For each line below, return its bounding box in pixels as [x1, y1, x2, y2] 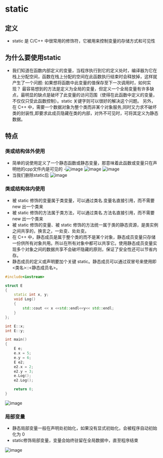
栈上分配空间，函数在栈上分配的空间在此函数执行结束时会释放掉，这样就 [12, 73, 157, 79]
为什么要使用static [5, 54, 61, 62]
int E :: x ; [5, 324, 25, 329]
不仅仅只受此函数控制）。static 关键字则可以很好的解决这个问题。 [12, 98, 142, 104]
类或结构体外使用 [5, 148, 45, 155]
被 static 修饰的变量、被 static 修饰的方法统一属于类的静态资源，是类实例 [12, 222, 159, 228]
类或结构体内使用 [5, 186, 45, 192]
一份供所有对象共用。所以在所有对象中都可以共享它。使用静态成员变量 [12, 240, 153, 246]
